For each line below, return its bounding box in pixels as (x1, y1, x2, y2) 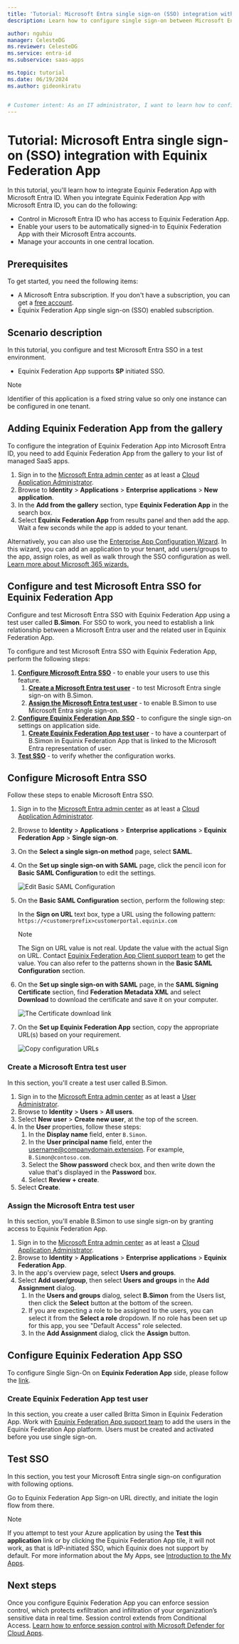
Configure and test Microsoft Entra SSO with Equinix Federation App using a (7, 610, 230, 619)
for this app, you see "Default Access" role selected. (28, 1321, 183, 1329)
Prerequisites (7, 258, 68, 270)
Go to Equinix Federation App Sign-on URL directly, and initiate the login (7, 1493, 218, 1502)
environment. (7, 353, 46, 362)
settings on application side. (17, 721, 101, 729)
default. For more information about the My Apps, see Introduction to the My (7, 1551, 231, 1559)
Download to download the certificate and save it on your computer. (17, 996, 218, 1004)
